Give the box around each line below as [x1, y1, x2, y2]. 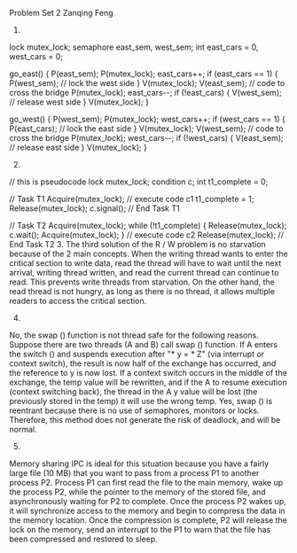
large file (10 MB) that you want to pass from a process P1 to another [9, 468, 260, 478]
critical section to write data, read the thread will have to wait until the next [9, 258, 282, 269]
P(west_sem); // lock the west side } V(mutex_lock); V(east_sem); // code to [9, 78, 285, 88]
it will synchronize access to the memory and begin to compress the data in [9, 505, 285, 516]
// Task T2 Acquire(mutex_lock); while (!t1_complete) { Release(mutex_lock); [9, 221, 287, 230]
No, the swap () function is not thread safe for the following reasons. [9, 330, 259, 340]
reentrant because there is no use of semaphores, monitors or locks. [9, 405, 260, 416]
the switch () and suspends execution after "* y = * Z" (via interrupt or [9, 349, 265, 359]
